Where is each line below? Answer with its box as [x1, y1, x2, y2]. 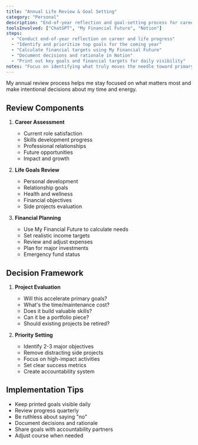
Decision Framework [6, 268, 84, 278]
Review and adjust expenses [23, 238, 93, 245]
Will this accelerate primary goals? [23, 295, 108, 302]
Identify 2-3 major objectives [23, 343, 94, 350]
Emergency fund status [23, 251, 81, 258]
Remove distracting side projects [23, 349, 104, 356]
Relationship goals [23, 184, 68, 192]
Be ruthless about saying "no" [14, 413, 87, 420]
